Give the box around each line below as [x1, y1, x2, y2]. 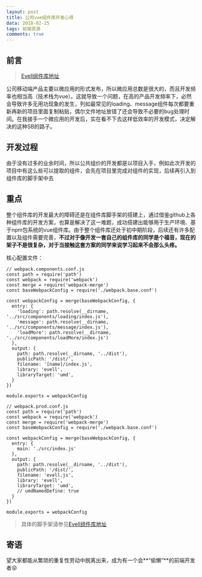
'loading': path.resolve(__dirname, [17, 308, 109, 314]
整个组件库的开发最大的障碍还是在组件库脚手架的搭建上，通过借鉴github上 [6, 211, 191, 218]
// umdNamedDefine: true [17, 488, 79, 494]
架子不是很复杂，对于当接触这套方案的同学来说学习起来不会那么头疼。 [6, 241, 180, 248]
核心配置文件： [6, 254, 43, 261]
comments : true [6, 31, 44, 37]
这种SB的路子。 [16, 123, 56, 130]
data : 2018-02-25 [6, 20, 50, 26]
